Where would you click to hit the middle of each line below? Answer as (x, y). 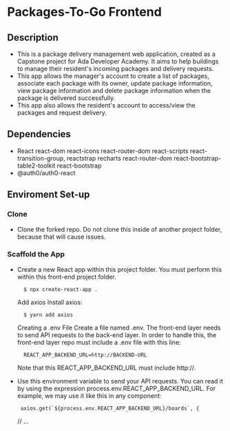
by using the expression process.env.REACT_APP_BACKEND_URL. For (116, 388)
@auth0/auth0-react (46, 172)
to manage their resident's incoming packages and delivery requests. (115, 69)
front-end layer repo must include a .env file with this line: (99, 342)
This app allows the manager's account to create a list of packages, (113, 76)
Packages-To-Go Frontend (84, 12)
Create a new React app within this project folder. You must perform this (119, 269)
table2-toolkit (36, 166)
